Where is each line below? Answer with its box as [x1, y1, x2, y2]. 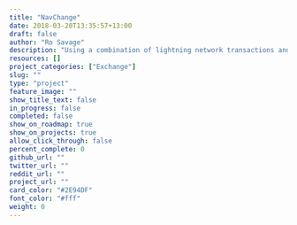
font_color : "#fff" [9, 194, 81, 204]
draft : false [9, 29, 57, 38]
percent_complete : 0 [9, 144, 86, 153]
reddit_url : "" [9, 169, 65, 178]
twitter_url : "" [9, 161, 69, 170]
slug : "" [9, 71, 42, 80]
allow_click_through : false [9, 136, 113, 145]
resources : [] [9, 54, 62, 63]
